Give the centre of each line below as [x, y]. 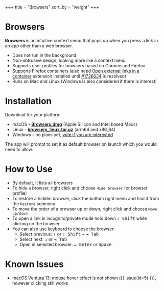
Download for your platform [33, 114]
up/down [20, 213]
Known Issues [35, 264]
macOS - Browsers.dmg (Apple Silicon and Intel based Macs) [75, 124]
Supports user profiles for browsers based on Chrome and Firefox [79, 65]
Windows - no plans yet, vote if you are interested [62, 134]
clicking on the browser [36, 223]
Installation [28, 101]
